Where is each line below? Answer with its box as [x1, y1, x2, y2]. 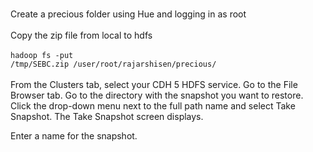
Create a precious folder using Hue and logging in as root [10, 8, 247, 20]
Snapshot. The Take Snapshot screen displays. [10, 111, 204, 122]
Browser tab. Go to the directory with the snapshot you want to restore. [10, 89, 304, 101]
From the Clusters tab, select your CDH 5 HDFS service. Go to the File [10, 79, 298, 90]
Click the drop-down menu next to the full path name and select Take [10, 100, 296, 112]
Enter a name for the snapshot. [10, 130, 138, 142]
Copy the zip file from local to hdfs [10, 29, 153, 41]
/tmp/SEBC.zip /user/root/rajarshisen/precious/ [10, 59, 217, 69]
